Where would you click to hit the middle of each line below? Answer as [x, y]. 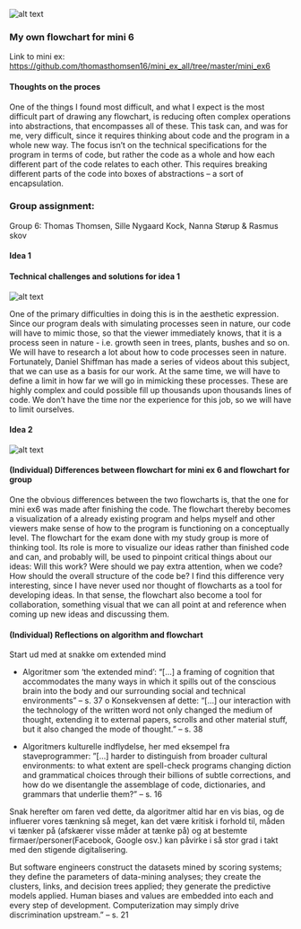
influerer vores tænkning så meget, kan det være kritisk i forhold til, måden [147, 821]
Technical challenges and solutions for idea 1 [95, 276]
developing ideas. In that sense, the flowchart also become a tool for [136, 595]
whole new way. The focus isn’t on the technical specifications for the [138, 145]
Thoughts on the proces [55, 86]
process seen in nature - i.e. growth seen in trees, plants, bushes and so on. [150, 342]
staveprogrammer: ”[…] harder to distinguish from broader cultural [145, 756]
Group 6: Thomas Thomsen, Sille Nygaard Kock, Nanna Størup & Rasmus [144, 225]
